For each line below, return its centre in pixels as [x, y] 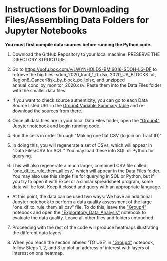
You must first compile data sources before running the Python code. [79, 44]
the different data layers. [38, 233]
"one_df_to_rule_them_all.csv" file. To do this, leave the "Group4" [79, 207]
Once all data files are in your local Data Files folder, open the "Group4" [86, 120]
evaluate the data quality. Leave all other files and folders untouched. [83, 218]
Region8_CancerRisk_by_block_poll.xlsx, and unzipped [69, 80]
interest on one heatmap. [38, 253]
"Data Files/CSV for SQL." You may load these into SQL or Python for [83, 150]
